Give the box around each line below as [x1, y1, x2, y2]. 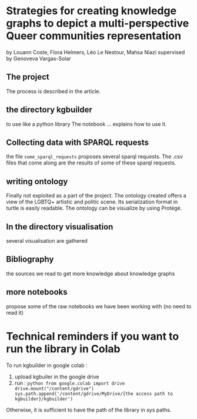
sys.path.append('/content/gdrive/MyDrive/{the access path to [14, 391, 173, 397]
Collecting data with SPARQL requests [6, 137, 149, 147]
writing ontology [6, 176, 68, 186]
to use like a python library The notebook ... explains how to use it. [6, 120, 167, 127]
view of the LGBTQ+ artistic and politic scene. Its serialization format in [6, 199, 178, 206]
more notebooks [6, 287, 68, 297]
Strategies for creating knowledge [6, 4, 177, 18]
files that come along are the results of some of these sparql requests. [6, 159, 176, 166]
